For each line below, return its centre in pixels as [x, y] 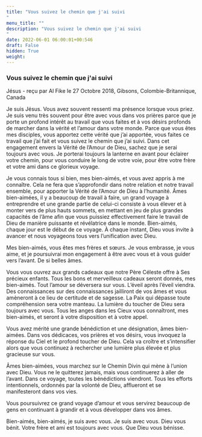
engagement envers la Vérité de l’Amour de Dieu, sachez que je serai [92, 147]
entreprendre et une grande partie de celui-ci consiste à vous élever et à [96, 204]
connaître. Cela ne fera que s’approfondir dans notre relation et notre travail [100, 184]
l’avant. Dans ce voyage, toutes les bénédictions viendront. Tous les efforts [99, 379]
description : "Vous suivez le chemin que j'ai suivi [74, 29]
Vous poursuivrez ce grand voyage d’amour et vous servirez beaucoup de [98, 403]
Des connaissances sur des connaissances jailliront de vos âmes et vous [96, 291]
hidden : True [23, 51]
